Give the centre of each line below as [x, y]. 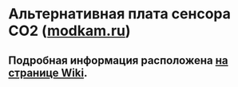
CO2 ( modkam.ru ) [69, 31]
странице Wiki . [48, 73]
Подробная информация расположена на [119, 60]
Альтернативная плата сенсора [120, 14]
